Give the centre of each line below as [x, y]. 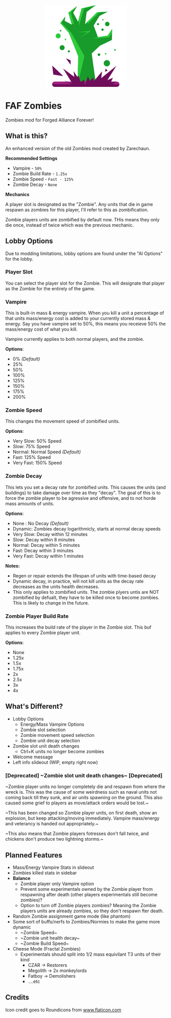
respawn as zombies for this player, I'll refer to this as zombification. [77, 210]
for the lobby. [19, 259]
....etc [34, 981]
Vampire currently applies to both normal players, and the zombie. [75, 339]
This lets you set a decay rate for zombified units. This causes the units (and [86, 487]
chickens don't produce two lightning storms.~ [54, 839]
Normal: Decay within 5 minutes [46, 545]
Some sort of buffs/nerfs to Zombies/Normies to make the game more [86, 921]
